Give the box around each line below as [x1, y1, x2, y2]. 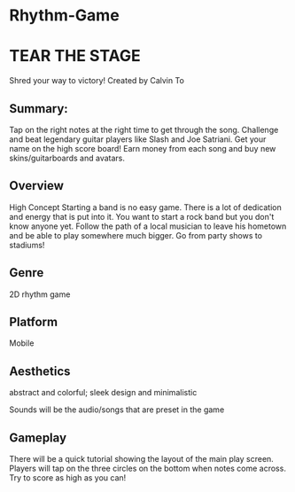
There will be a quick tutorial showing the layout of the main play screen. [9, 454, 275, 464]
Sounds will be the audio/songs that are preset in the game [9, 404, 225, 415]
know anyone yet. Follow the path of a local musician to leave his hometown [9, 221, 287, 231]
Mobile [9, 338, 35, 348]
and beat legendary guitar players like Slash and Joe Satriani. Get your [9, 134, 267, 144]
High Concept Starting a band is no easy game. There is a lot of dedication [9, 201, 282, 213]
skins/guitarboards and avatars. [9, 152, 126, 163]
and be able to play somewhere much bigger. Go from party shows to [9, 230, 263, 240]
